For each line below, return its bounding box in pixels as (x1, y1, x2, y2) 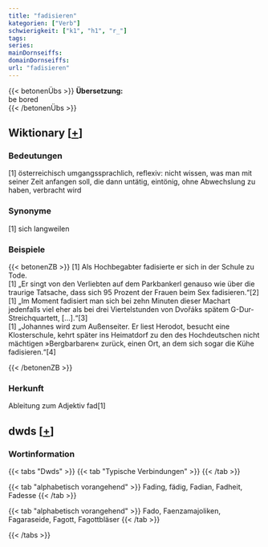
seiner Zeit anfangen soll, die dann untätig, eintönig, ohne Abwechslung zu (8, 177, 256, 187)
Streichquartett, (8, 314, 60, 323)
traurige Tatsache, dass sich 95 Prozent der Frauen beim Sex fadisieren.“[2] (8, 288, 259, 298)
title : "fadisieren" (8, 11, 78, 20)
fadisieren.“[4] (8, 347, 56, 357)
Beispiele (8, 244, 46, 255)
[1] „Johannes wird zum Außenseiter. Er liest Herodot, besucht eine (8, 322, 230, 331)
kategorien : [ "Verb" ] (8, 19, 81, 27)
